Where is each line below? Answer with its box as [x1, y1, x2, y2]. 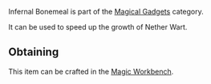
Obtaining [8, 46, 59, 59]
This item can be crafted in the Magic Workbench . [8, 66, 174, 76]
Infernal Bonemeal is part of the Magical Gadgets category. [8, 7, 204, 16]
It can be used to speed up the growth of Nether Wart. [8, 22, 188, 31]
